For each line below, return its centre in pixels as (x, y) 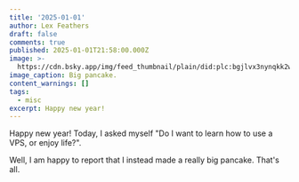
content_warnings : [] (49, 83)
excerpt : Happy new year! (57, 108)
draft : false (33, 34)
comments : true (37, 42)
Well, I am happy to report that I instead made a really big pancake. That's (145, 160)
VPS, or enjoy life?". (45, 143)
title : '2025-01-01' (48, 17)
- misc (29, 100)
